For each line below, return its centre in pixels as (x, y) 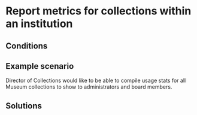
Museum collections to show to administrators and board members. (89, 87)
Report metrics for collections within (99, 11)
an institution (39, 24)
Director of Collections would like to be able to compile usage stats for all (96, 81)
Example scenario (40, 66)
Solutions (24, 106)
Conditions (27, 46)
